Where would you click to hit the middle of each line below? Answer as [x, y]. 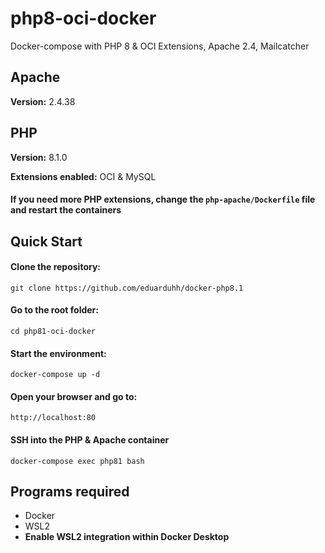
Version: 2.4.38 [43, 101]
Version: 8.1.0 [39, 157]
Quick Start [46, 241]
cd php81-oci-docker [53, 331]
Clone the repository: [55, 267]
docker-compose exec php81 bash [77, 461]
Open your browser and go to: [74, 396]
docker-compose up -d [55, 375]
